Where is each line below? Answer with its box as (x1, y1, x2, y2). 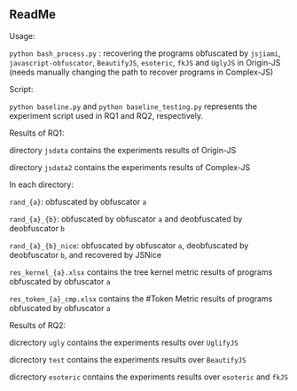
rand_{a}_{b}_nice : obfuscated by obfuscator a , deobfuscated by (9, 239, 249, 251)
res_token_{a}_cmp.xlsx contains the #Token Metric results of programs (9, 293, 273, 304)
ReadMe (9, 7, 56, 22)
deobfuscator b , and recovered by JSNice (9, 249, 162, 260)
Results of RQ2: (9, 319, 66, 331)
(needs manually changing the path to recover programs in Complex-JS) (9, 66, 274, 77)
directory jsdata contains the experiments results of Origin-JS (9, 145, 237, 155)
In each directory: (9, 179, 74, 190)
